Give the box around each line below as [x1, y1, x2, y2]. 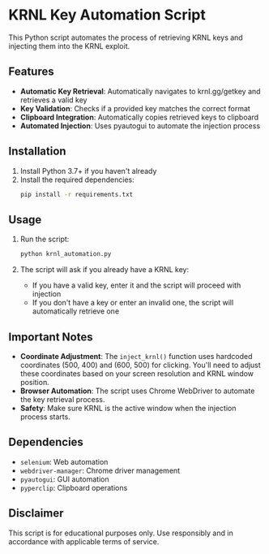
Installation [8, 145, 66, 158]
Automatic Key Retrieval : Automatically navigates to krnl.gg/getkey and [19, 86, 261, 96]
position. [19, 377, 50, 387]
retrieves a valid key [19, 95, 88, 105]
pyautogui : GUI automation [19, 474, 109, 484]
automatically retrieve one [32, 306, 120, 316]
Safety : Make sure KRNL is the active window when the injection [19, 403, 237, 413]
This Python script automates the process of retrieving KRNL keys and [8, 32, 243, 42]
